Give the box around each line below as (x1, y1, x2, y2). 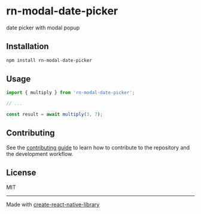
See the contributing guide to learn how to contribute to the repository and (6, 144, 190, 151)
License (6, 168, 36, 178)
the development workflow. (6, 150, 74, 157)
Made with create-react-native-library (6, 201, 100, 208)
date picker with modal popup (6, 24, 80, 31)
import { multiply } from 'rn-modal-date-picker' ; (6, 90, 135, 96)
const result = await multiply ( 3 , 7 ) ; (6, 111, 103, 117)
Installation (6, 41, 49, 52)
